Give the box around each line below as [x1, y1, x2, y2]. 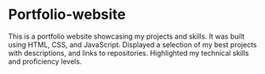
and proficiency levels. [8, 57, 82, 66]
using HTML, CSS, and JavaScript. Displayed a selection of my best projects [8, 39, 257, 49]
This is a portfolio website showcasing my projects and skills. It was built [8, 31, 245, 41]
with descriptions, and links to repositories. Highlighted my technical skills [8, 48, 249, 57]
